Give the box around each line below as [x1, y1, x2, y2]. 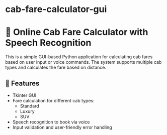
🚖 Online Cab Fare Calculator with [5, 27, 148, 38]
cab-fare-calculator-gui [5, 4, 107, 15]
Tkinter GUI [12, 92, 37, 98]
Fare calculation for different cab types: [12, 97, 95, 103]
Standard [20, 103, 39, 109]
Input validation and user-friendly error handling [12, 124, 112, 130]
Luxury [20, 108, 35, 114]
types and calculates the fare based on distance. [5, 64, 107, 71]
